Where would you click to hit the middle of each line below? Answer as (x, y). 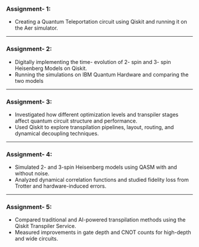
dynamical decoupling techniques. (57, 133)
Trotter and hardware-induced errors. (60, 186)
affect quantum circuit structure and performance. (76, 121)
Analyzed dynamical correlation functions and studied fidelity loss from (102, 180)
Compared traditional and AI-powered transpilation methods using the (100, 220)
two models (29, 81)
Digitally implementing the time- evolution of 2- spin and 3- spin (93, 62)
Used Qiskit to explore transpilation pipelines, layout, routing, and (94, 127)
